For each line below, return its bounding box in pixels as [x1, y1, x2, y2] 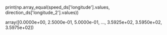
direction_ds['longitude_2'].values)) [5, 9, 79, 15]
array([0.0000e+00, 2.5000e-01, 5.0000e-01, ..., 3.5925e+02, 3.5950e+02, [5, 19, 162, 25]
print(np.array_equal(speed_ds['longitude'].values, [5, 4, 110, 10]
